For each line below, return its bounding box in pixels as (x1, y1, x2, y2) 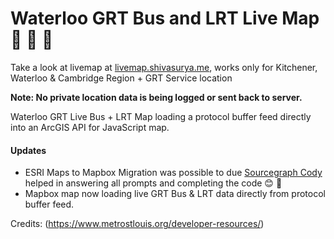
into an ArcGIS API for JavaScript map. (10, 121, 170, 133)
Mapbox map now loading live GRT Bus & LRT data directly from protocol (24, 188, 326, 200)
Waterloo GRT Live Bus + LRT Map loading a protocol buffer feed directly (10, 110, 312, 122)
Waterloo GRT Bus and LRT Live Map (10, 7, 320, 30)
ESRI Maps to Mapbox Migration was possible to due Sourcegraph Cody (24, 167, 323, 179)
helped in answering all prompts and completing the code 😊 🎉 (24, 177, 283, 189)
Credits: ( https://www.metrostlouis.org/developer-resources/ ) (10, 218, 265, 230)
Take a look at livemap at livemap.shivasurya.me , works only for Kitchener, (10, 61, 318, 73)
